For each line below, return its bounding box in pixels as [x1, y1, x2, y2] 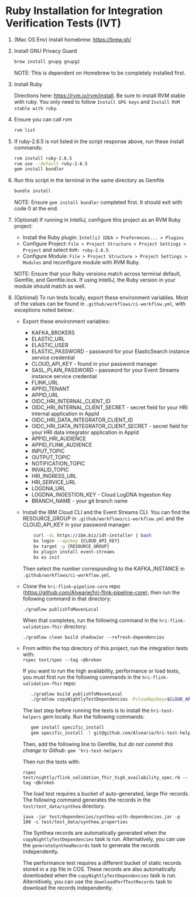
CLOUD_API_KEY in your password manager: [22, 521, 131, 528]
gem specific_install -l [30, 730, 91, 736]
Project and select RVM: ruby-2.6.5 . [22, 246, 111, 253]
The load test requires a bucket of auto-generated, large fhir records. [22, 790, 190, 797]
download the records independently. [22, 884, 114, 892]
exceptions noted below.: [13, 307, 75, 314]
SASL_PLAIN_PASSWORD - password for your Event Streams [31, 366, 180, 373]
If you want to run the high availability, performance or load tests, [22, 667, 180, 674]
